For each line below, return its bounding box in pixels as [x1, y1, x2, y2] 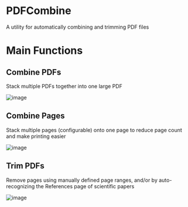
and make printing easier [6, 133, 66, 140]
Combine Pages [6, 111, 66, 121]
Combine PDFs [6, 67, 61, 77]
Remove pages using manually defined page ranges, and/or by [6, 177, 158, 184]
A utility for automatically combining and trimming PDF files [6, 23, 149, 30]
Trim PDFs [6, 161, 45, 171]
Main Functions [6, 44, 83, 57]
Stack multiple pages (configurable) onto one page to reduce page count [6, 126, 183, 133]
